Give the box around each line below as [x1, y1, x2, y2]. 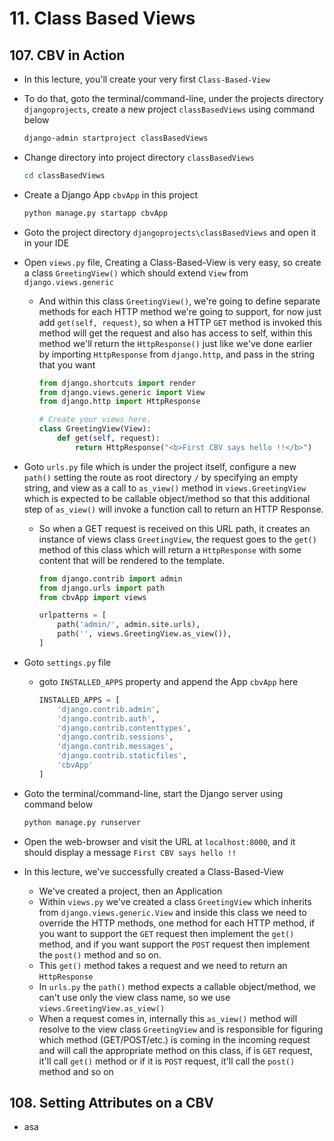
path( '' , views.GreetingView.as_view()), [57, 629, 232, 639]
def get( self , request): [57, 433, 161, 443]
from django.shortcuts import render [38, 378, 197, 388]
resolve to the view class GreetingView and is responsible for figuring [38, 1023, 324, 1035]
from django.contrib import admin [38, 573, 183, 584]
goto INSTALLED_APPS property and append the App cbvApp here [38, 675, 299, 687]
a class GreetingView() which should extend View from [23, 267, 249, 279]
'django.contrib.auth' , [57, 713, 156, 724]
